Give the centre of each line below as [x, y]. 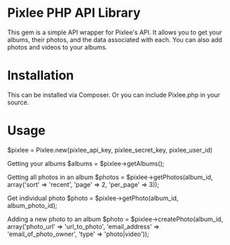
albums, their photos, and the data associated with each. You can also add [115, 39]
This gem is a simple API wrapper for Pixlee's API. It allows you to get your [115, 32]
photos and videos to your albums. [57, 47]
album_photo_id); [32, 205]
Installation [41, 76]
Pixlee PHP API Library [74, 13]
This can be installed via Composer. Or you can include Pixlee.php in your [114, 94]
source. [18, 102]
